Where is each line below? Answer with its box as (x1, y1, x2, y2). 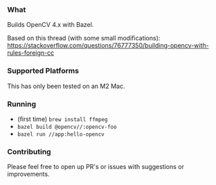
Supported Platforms (7, 66, 80, 76)
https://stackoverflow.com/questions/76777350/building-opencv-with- (7, 42, 209, 50)
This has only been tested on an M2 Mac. (7, 82, 125, 90)
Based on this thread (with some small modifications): (7, 34, 161, 42)
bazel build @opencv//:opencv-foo (17, 123, 117, 130)
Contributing (7, 147, 51, 157)
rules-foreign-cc (7, 49, 54, 57)
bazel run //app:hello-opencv (17, 130, 105, 138)
